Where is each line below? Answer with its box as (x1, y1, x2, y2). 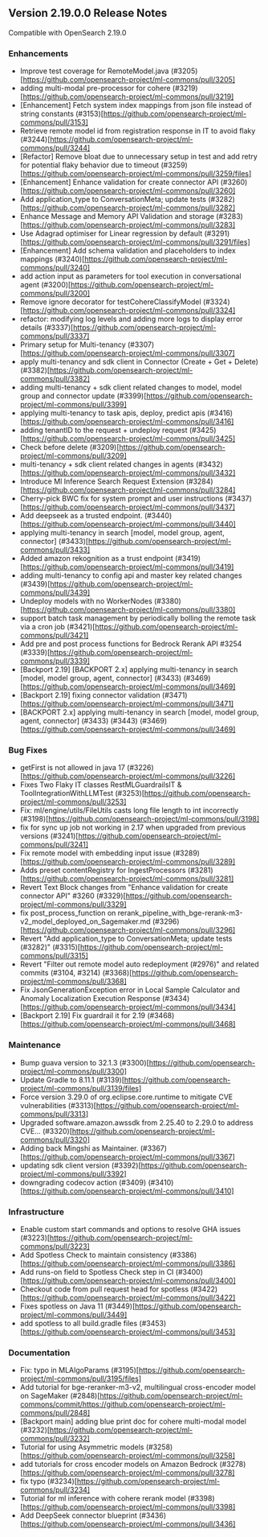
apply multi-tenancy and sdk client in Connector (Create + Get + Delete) (19, 357, 259, 367)
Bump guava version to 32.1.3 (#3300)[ (19, 1057, 150, 1067)
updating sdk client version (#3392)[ (19, 1160, 142, 1170)
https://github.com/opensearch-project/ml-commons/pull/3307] (22, 348, 235, 358)
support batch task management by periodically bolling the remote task (19, 613, 257, 623)
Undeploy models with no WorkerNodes (19, 596, 152, 606)
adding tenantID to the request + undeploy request (19, 426, 188, 435)
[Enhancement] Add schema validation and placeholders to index (19, 245, 237, 256)
